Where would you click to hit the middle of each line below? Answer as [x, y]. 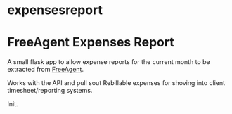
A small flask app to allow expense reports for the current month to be [109, 62]
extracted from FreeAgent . [46, 70]
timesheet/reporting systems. [50, 91]
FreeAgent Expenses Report [91, 43]
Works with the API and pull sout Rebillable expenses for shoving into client [116, 83]
